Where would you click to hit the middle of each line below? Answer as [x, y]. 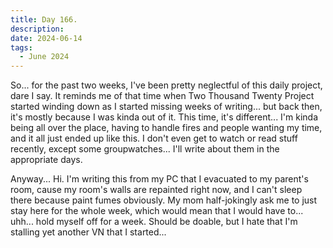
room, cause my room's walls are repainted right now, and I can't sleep [156, 190]
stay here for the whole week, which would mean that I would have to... [157, 211]
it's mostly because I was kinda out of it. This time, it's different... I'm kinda [164, 117]
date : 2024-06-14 [46, 38]
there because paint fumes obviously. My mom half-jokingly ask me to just [164, 200]
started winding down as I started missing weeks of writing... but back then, [166, 107]
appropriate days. [46, 160]
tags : [21, 47]
